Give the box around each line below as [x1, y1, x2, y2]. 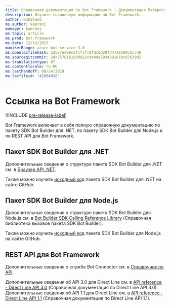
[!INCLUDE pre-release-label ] [5, 112, 67, 118]
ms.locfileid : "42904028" [5, 74, 60, 79]
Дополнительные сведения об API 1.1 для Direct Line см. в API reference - [5, 290, 163, 296]
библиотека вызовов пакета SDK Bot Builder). [5, 220, 103, 226]
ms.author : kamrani [5, 21, 47, 27]
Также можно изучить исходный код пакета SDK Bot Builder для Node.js [5, 230, 161, 236]
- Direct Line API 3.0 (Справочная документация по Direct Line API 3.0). [5, 285, 158, 291]
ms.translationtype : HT [5, 59, 56, 64]
